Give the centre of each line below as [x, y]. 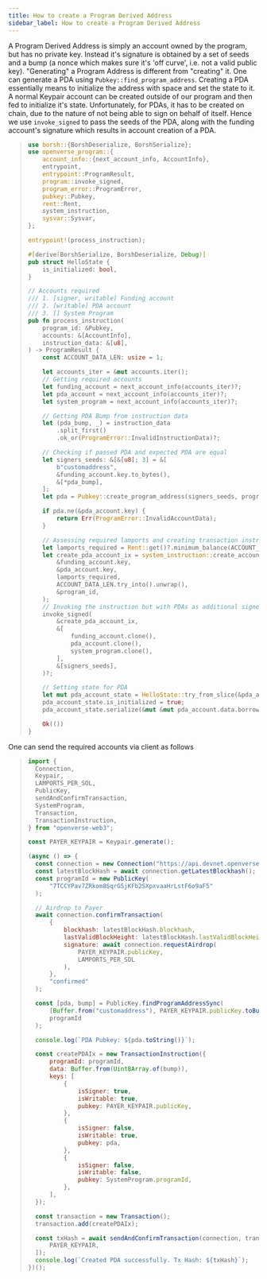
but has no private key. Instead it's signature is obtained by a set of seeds [129, 54]
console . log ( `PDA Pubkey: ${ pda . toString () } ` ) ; [116, 1040]
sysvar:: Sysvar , [69, 219]
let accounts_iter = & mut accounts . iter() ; [116, 372]
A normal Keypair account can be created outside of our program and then [130, 96]
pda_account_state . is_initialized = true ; [114, 703]
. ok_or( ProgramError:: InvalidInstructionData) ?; [139, 438]
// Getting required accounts [92, 379]
